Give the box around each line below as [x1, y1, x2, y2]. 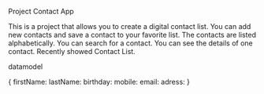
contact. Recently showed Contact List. [8, 47, 136, 56]
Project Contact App [8, 7, 75, 16]
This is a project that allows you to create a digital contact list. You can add [8, 22, 251, 31]
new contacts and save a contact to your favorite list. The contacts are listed [8, 31, 257, 39]
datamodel [8, 62, 43, 71]
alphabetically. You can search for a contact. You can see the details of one [8, 38, 254, 48]
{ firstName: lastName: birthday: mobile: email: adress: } [8, 78, 191, 86]
